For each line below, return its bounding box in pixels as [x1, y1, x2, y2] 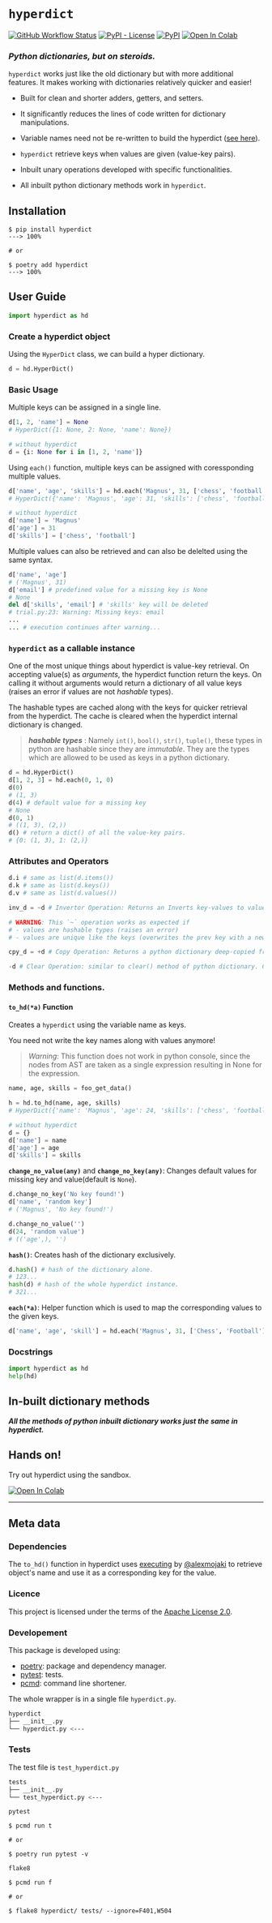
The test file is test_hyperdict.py [8, 1762, 120, 1772]
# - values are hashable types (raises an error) [8, 925, 180, 934]
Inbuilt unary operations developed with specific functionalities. [19, 165, 232, 174]
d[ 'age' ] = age [8, 1144, 60, 1152]
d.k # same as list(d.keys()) [8, 882, 111, 890]
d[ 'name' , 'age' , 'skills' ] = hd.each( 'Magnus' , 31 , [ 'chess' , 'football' [8, 487, 266, 495]
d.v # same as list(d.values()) [8, 889, 117, 898]
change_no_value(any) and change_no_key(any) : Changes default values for [8, 1166, 257, 1176]
